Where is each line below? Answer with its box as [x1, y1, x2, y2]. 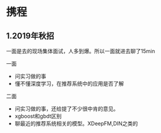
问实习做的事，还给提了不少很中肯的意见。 [14, 105, 119, 112]
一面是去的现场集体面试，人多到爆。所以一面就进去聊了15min [6, 48, 155, 54]
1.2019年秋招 [6, 31, 54, 41]
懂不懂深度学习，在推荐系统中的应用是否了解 [14, 80, 124, 87]
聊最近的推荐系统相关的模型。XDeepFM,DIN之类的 [14, 120, 138, 127]
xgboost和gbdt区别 [14, 113, 62, 119]
